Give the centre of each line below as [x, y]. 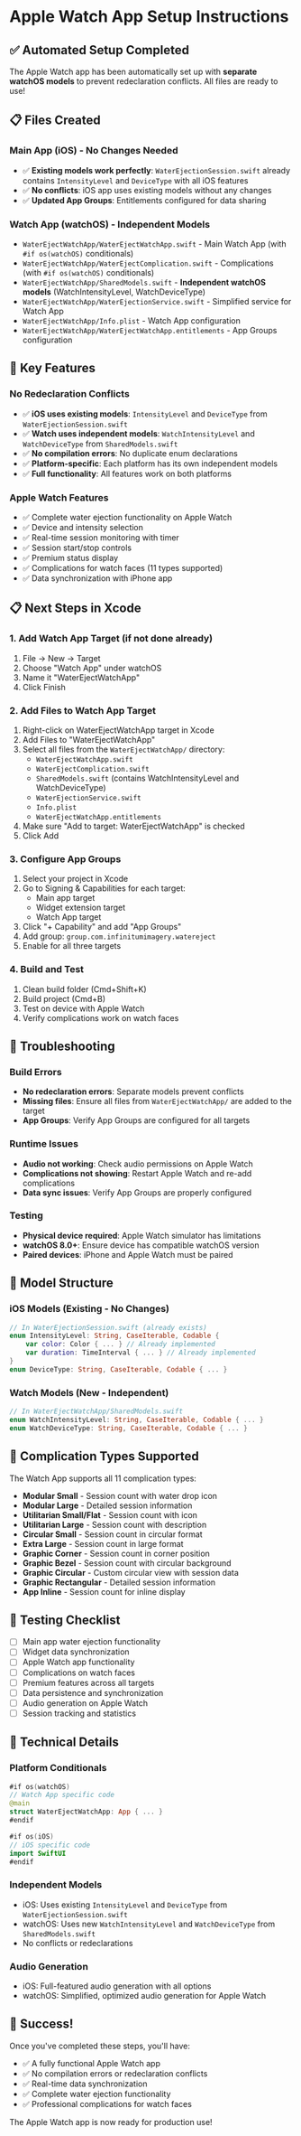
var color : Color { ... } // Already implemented [121, 1344]
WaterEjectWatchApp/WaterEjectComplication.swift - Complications [148, 263]
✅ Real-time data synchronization [85, 2084]
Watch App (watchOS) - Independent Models [109, 224]
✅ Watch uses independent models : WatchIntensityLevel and [138, 433]
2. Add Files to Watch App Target [82, 710]
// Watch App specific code [62, 1795]
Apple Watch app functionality [78, 1662]
